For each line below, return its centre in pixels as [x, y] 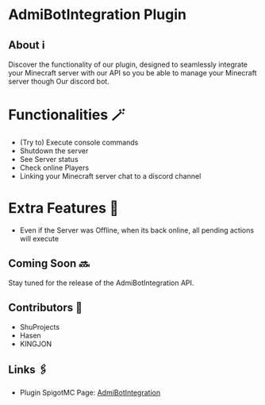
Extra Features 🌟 [63, 208]
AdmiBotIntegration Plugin [97, 15]
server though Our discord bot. [59, 81]
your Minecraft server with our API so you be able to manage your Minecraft [132, 73]
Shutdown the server [54, 150]
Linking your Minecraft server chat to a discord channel [110, 175]
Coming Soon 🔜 [49, 264]
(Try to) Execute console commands [79, 142]
